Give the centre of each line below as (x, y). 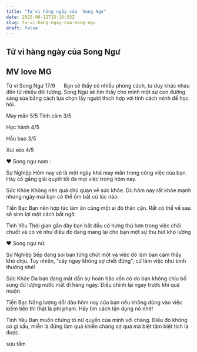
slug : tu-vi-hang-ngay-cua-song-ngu (51, 22)
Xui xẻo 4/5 (20, 150)
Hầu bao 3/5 (21, 139)
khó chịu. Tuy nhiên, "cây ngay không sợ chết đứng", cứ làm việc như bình (96, 261)
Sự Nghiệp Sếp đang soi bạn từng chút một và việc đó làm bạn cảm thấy (94, 255)
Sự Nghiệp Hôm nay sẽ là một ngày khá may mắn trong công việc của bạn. (97, 173)
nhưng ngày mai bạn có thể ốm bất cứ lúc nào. (63, 197)
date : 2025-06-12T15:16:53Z (41, 17)
